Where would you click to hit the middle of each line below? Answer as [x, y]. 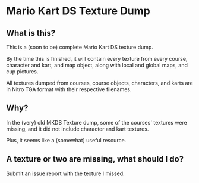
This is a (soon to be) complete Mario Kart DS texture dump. [80, 47]
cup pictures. [22, 72]
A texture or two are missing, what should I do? [95, 159]
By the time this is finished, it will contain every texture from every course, [97, 59]
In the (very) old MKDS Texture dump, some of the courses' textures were [97, 122]
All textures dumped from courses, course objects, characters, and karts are [99, 83]
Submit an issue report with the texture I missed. [65, 173]
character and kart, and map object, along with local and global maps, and [97, 65]
